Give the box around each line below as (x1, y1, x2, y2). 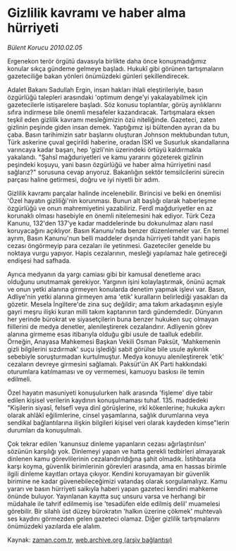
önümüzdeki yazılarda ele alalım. (7, 521, 102, 530)
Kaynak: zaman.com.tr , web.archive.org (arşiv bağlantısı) (7, 535, 173, 544)
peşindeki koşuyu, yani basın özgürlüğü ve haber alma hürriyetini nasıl (7, 160, 211, 168)
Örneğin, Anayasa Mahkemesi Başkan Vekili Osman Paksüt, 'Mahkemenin (7, 337, 221, 346)
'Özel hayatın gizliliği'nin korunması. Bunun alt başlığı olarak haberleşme (7, 196, 217, 205)
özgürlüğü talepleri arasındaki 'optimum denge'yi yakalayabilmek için (7, 93, 208, 101)
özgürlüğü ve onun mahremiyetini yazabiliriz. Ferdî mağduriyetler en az (7, 204, 213, 212)
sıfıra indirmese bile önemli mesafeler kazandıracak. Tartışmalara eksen (7, 108, 216, 116)
